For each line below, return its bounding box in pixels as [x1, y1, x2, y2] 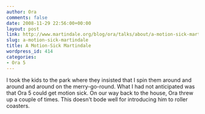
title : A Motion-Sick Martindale [6, 43, 92, 49]
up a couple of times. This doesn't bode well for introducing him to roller [6, 95, 188, 103]
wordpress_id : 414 [6, 49, 53, 55]
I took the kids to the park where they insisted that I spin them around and [6, 76, 192, 84]
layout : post [6, 25, 40, 32]
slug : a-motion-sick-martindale [6, 37, 88, 43]
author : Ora [6, 8, 37, 15]
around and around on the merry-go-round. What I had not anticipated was [6, 82, 195, 90]
